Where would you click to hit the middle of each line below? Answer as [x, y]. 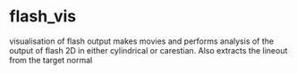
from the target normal [51, 60]
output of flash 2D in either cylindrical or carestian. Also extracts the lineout [148, 50]
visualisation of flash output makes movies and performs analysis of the [142, 41]
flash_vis [43, 16]
